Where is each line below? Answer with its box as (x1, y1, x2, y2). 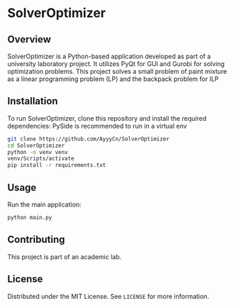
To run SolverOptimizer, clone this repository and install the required (7, 114, 207, 122)
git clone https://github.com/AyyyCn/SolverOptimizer (7, 135, 170, 143)
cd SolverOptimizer (7, 142, 65, 149)
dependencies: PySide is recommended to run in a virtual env (7, 121, 187, 130)
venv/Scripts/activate (7, 155, 74, 163)
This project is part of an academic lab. (7, 252, 122, 261)
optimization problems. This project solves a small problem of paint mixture (7, 67, 228, 75)
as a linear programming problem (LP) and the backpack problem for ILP (7, 75, 219, 83)
